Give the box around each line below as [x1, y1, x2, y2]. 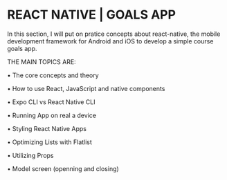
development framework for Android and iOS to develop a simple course [7, 37, 214, 45]
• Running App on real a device [7, 111, 97, 119]
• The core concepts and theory [7, 71, 99, 79]
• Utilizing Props [7, 151, 54, 159]
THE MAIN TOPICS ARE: [7, 57, 76, 66]
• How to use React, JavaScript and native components [7, 84, 165, 92]
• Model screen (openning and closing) [7, 164, 119, 172]
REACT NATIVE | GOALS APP [7, 7, 176, 23]
